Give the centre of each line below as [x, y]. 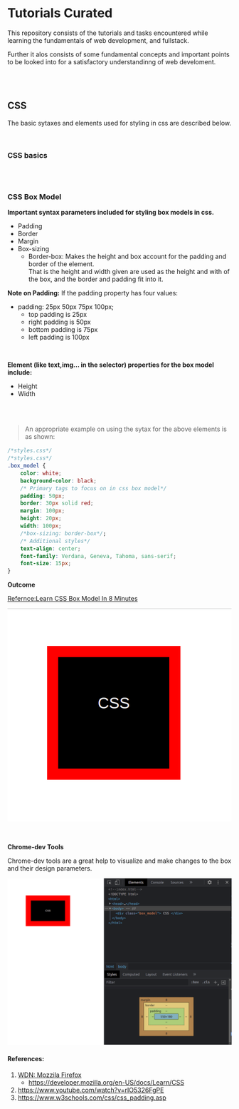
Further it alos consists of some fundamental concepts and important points [118, 54]
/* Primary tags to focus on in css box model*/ [94, 488]
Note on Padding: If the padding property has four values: [92, 293]
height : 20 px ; [41, 519]
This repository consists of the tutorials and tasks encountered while [108, 33]
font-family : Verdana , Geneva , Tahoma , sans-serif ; [98, 556]
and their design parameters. [50, 869]
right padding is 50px [59, 322]
